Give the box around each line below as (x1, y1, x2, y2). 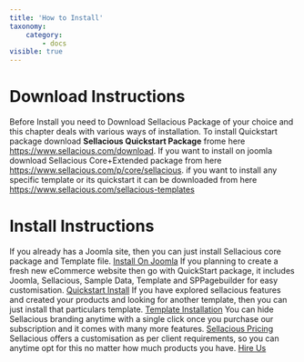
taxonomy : (9, 22, 47, 31)
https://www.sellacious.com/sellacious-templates (9, 184, 196, 196)
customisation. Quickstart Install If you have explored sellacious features (9, 285, 281, 296)
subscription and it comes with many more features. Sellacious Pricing (9, 324, 274, 334)
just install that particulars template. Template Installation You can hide (9, 304, 275, 315)
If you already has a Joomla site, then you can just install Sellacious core (9, 246, 282, 256)
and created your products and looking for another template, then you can (9, 295, 288, 305)
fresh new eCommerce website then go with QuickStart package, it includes (9, 266, 295, 276)
